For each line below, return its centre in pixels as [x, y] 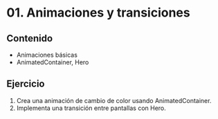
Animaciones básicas [47, 55]
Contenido [30, 38]
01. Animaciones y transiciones [99, 13]
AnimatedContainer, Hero [53, 62]
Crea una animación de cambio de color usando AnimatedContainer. [114, 100]
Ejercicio [26, 84]
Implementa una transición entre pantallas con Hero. [91, 108]
